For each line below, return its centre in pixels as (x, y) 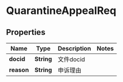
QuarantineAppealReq (61, 11)
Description (74, 49)
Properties (26, 32)
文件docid (71, 59)
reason (19, 70)
